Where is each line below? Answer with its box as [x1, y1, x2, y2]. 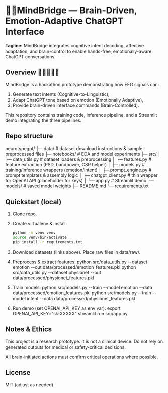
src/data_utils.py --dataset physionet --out [12, 270, 102, 275]
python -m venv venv [12, 230, 56, 235]
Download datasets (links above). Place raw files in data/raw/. [12, 249, 141, 255]
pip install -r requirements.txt [12, 240, 83, 245]
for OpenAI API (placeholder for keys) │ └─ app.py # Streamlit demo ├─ [5, 177, 154, 183]
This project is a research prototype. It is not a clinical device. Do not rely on [5, 338, 163, 345]
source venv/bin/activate [12, 235, 67, 240]
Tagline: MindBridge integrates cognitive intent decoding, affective [5, 42, 144, 48]
